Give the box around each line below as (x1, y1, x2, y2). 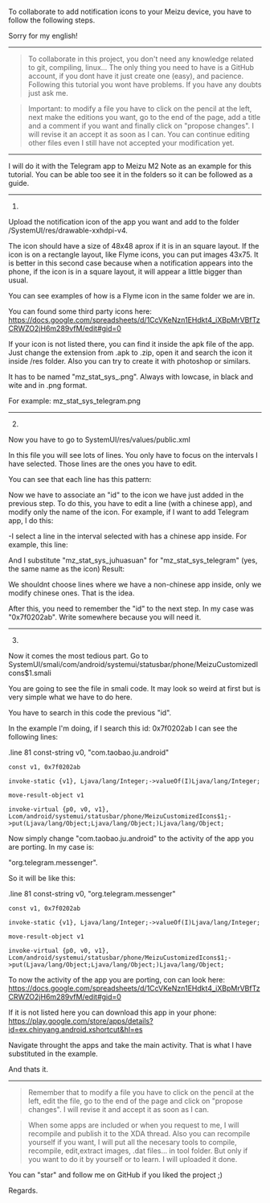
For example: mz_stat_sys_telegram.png (8, 396, 141, 406)
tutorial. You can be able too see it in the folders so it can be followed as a (8, 170, 253, 179)
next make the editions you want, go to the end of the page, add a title (27, 113, 261, 122)
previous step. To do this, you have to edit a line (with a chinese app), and (8, 499, 253, 508)
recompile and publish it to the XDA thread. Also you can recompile (27, 1129, 251, 1138)
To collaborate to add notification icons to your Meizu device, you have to (8, 7, 252, 16)
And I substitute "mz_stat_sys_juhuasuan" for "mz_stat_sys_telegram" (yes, (8, 555, 258, 565)
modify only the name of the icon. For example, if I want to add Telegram (8, 507, 249, 517)
